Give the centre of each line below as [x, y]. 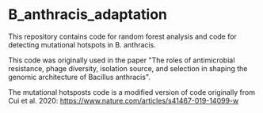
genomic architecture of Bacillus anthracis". [79, 77]
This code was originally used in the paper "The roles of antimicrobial [122, 60]
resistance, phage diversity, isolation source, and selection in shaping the [128, 68]
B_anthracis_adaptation [88, 15]
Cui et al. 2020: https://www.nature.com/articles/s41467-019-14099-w [124, 100]
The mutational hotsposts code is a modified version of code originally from [132, 92]
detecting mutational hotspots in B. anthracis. [82, 44]
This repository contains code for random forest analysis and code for [123, 36]
